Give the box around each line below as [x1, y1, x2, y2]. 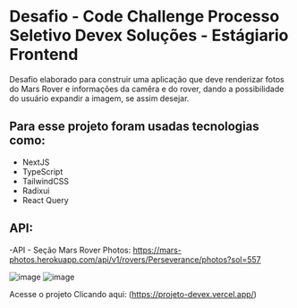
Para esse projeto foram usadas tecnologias [9, 119, 259, 134]
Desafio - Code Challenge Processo [9, 6, 280, 27]
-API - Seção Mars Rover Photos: [9, 244, 132, 255]
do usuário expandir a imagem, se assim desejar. [9, 92, 190, 104]
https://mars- [132, 244, 182, 255]
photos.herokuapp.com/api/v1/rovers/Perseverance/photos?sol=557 [9, 253, 261, 265]
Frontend [9, 45, 79, 64]
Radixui [21, 185, 50, 196]
